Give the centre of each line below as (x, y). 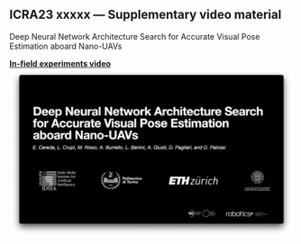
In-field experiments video (60, 63)
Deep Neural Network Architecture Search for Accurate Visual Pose (135, 36)
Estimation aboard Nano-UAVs (66, 46)
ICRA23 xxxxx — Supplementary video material (146, 15)
